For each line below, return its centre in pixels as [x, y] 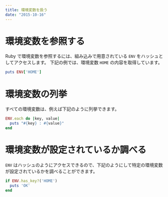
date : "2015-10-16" [26, 15]
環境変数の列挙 [36, 94]
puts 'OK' [20, 185]
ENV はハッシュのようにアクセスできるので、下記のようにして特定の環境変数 [84, 165]
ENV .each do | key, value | [32, 119]
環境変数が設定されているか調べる [76, 150]
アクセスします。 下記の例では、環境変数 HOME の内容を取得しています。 [88, 63]
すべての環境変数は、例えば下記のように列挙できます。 [62, 109]
